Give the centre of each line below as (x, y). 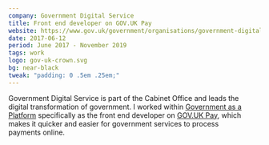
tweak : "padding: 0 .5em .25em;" (64, 75)
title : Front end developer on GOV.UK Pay (80, 23)
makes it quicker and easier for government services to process (114, 123)
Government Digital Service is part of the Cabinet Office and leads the (124, 98)
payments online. (37, 132)
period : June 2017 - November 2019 (68, 46)
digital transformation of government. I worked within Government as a (125, 107)
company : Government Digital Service (71, 16)
